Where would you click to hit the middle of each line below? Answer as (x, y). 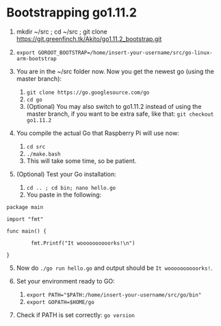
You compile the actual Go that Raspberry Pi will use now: (97, 133)
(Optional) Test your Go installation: (66, 174)
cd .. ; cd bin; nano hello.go (71, 188)
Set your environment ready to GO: (65, 281)
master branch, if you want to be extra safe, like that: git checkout (120, 114)
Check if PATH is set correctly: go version (75, 315)
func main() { (27, 231)
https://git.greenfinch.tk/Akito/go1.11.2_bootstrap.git (89, 38)
